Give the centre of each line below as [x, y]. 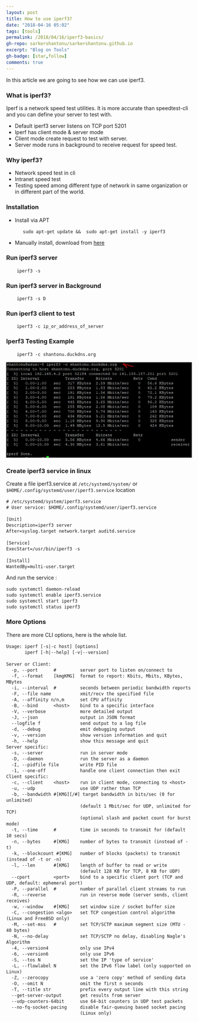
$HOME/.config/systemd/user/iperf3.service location [71, 490]
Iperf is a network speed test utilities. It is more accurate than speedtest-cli [97, 108]
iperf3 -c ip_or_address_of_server [60, 326]
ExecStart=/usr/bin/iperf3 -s [43, 549]
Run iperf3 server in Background [54, 286]
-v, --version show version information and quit [89, 735]
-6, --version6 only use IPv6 [63, 954]
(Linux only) [96, 1013]
